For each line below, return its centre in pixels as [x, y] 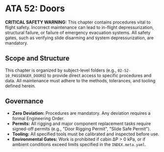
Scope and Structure [37, 59]
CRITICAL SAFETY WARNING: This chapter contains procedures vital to [78, 22]
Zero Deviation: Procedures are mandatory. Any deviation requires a [81, 113]
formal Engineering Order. [38, 118]
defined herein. [20, 86]
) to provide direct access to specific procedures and [98, 75]
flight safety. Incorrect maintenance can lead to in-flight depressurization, [80, 27]
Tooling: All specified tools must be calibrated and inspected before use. [86, 134]
